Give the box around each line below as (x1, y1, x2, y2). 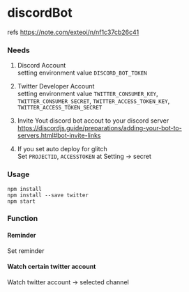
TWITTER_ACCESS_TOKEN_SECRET (17, 105, 103, 112)
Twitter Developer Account (17, 82, 95, 91)
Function (7, 214, 38, 224)
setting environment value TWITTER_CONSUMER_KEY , (17, 89, 158, 98)
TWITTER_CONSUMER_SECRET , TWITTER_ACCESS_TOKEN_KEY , (17, 97, 170, 105)
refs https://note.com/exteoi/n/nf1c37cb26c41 (7, 28, 139, 36)
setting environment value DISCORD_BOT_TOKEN (17, 68, 148, 77)
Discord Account (17, 61, 66, 70)
